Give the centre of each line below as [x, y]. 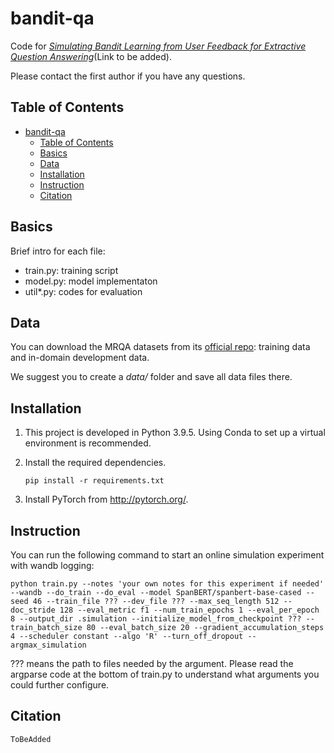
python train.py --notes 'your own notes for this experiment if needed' [167, 584]
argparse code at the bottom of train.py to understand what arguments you [165, 674]
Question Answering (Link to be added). [91, 56]
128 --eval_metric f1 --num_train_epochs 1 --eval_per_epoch [189, 610]
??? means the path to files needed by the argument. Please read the [152, 663]
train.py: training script [71, 270]
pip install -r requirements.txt [94, 481]
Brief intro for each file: [58, 251]
